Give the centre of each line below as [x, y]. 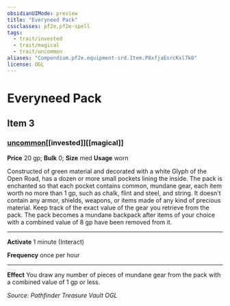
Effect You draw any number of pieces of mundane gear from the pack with [114, 275]
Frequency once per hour [43, 255]
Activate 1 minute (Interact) [46, 242]
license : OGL [26, 64]
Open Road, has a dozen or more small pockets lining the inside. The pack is [115, 178]
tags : [15, 33]
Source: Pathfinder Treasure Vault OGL [62, 295]
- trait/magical [36, 45]
